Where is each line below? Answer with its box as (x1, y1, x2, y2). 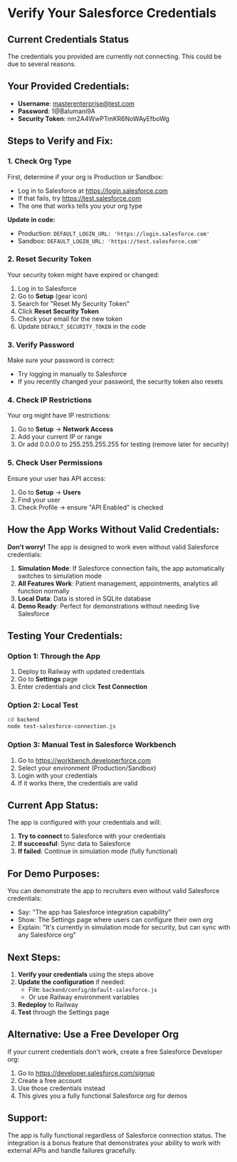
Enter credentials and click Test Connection (17, 682, 148, 691)
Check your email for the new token (17, 315, 123, 323)
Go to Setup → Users (17, 487, 81, 496)
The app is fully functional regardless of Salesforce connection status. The (7, 1131, 226, 1139)
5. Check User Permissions (7, 458, 103, 468)
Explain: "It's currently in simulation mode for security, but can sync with (17, 923, 231, 931)
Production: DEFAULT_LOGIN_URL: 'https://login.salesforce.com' (17, 229, 210, 238)
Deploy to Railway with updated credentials (17, 667, 145, 676)
